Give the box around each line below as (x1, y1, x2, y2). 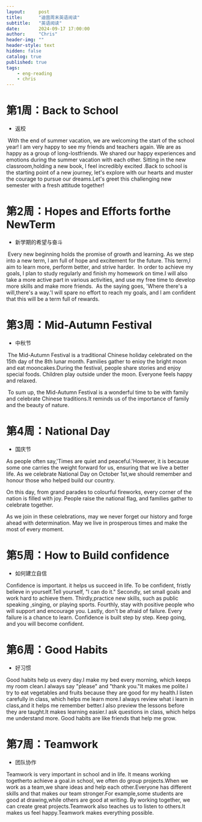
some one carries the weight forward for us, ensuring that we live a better (6, 464, 189, 471)
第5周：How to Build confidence (6, 549, 170, 562)
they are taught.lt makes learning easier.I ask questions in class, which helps (6, 708, 196, 715)
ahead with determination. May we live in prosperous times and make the (6, 519, 188, 526)
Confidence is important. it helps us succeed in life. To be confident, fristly (6, 582, 191, 589)
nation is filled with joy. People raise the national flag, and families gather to (6, 494, 194, 502)
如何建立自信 (14, 570, 47, 577)
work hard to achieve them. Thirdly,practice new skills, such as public (6, 594, 179, 602)
